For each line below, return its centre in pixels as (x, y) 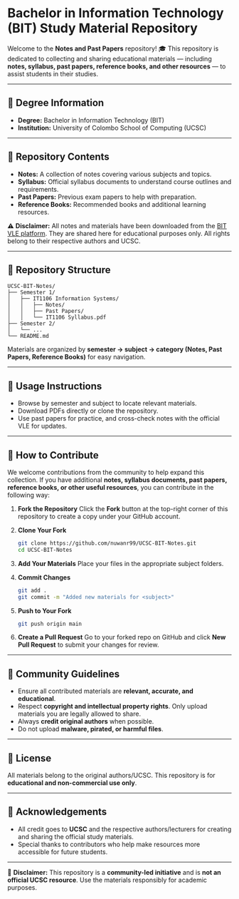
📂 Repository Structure (59, 270)
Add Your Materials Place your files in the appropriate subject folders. (121, 563)
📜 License (30, 758)
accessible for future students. (63, 852)
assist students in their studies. (53, 73)
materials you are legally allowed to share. (79, 714)
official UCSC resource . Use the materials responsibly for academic (107, 880)
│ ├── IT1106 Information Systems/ (63, 299)
